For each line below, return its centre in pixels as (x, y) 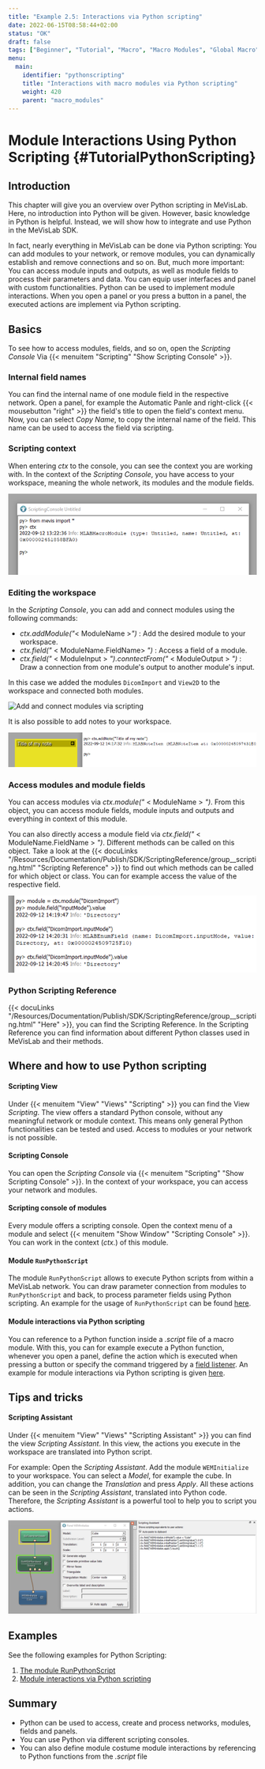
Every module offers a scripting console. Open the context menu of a (120, 1226)
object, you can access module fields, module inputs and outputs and (121, 811)
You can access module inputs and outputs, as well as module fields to (123, 271)
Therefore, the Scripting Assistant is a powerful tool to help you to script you (132, 1501)
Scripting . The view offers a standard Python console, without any (116, 1112)
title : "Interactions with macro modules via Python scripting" (130, 83)
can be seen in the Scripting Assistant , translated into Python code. (118, 1493)
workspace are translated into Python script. (80, 1452)
